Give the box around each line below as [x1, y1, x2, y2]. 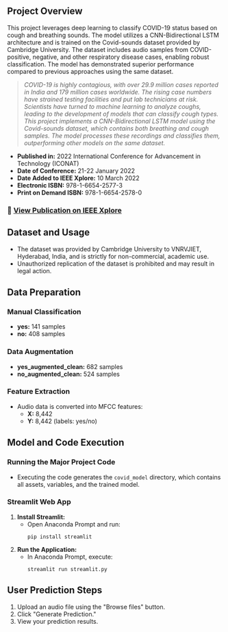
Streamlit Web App [7, 497, 71, 507]
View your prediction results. [16, 617, 99, 625]
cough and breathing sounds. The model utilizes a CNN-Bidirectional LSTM [7, 31, 219, 39]
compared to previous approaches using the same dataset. [7, 67, 174, 75]
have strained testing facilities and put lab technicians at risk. [23, 95, 199, 103]
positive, [7, 53, 31, 61]
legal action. [16, 266, 52, 275]
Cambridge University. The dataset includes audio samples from [7, 45, 189, 53]
